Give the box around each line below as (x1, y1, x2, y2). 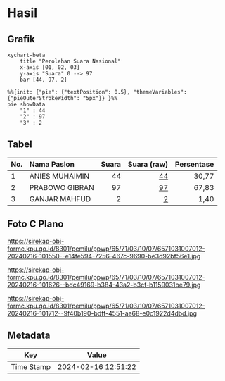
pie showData (7, 101, 46, 108)
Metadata (7, 330, 51, 342)
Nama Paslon (29, 159, 75, 169)
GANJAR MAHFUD (29, 194, 91, 204)
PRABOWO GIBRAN (29, 182, 94, 192)
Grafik (7, 33, 35, 45)
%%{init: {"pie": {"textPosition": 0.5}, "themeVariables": (7, 89, 188, 96)
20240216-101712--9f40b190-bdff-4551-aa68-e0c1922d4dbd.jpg (7, 308, 197, 318)
